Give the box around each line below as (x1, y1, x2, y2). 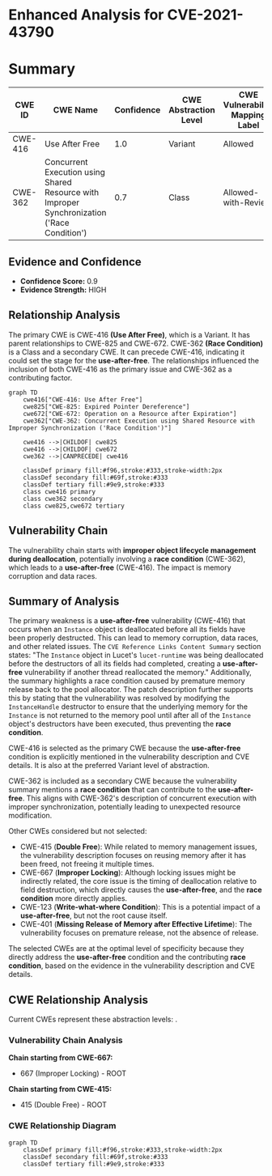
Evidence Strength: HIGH (19, 285, 107, 295)
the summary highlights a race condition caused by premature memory (8, 676, 245, 686)
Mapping (230, 109, 266, 121)
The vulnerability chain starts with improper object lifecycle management (8, 545, 257, 555)
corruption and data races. (8, 571, 97, 580)
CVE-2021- (167, 6, 244, 24)
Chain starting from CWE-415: (8, 1085, 112, 1094)
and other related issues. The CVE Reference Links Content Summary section (8, 642, 261, 652)
